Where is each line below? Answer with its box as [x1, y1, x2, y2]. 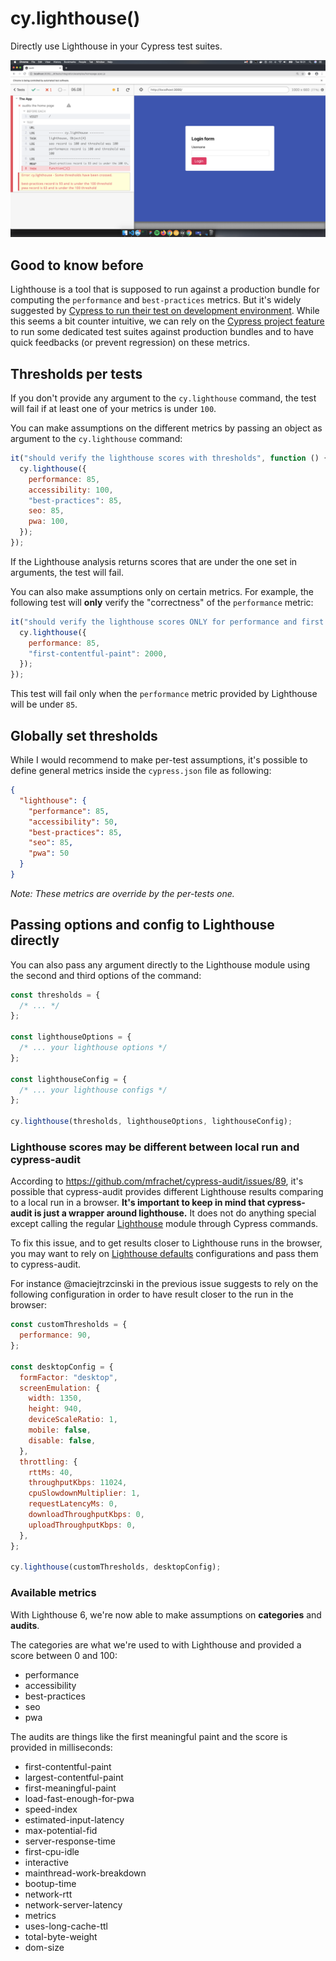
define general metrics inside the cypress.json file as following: [10, 765, 272, 776]
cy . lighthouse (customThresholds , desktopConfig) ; [10, 1562, 222, 1572]
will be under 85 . [10, 698, 78, 711]
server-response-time [24, 1835, 116, 1847]
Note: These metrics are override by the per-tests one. [10, 887, 235, 899]
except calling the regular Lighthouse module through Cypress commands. [10, 1218, 319, 1230]
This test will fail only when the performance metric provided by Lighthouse [10, 688, 318, 700]
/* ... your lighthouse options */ [19, 1043, 168, 1053]
